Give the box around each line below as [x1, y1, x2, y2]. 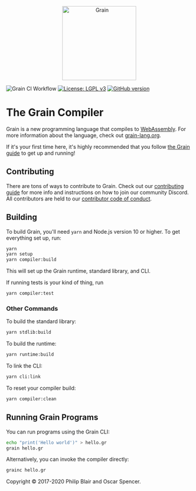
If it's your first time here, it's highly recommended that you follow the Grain [6, 143, 190, 150]
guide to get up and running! [6, 149, 76, 157]
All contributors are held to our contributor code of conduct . [6, 195, 152, 202]
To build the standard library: [6, 318, 77, 325]
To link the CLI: [6, 362, 43, 369]
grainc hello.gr [6, 467, 46, 473]
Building [6, 212, 37, 222]
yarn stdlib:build [6, 329, 51, 336]
